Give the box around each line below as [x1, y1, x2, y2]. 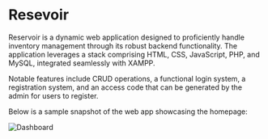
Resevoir [8, 6, 70, 24]
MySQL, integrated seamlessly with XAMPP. [8, 58, 155, 68]
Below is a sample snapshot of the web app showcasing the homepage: [8, 107, 249, 116]
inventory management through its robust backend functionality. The [8, 40, 238, 50]
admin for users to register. [8, 91, 99, 100]
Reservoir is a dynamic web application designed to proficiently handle [8, 32, 245, 42]
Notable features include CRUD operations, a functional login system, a [8, 74, 246, 83]
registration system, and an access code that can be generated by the [8, 82, 243, 92]
